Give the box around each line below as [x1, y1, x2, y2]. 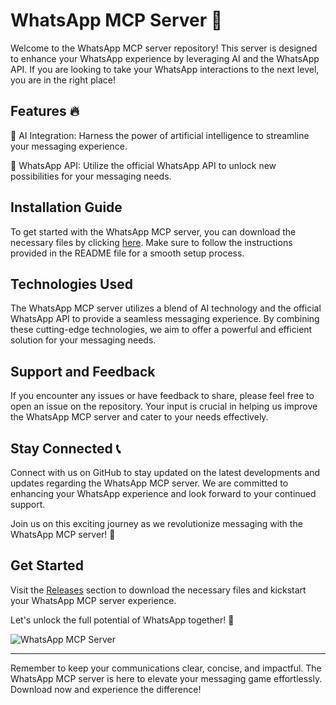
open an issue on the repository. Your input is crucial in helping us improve [10, 400, 318, 413]
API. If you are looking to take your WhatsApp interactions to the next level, [10, 63, 320, 75]
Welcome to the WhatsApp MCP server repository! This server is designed [10, 42, 318, 54]
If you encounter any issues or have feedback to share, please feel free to [10, 390, 315, 402]
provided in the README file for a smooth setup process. [10, 247, 245, 259]
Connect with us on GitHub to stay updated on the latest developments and [10, 467, 321, 478]
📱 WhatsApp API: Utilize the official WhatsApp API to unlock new [10, 159, 277, 171]
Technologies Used [10, 275, 133, 293]
